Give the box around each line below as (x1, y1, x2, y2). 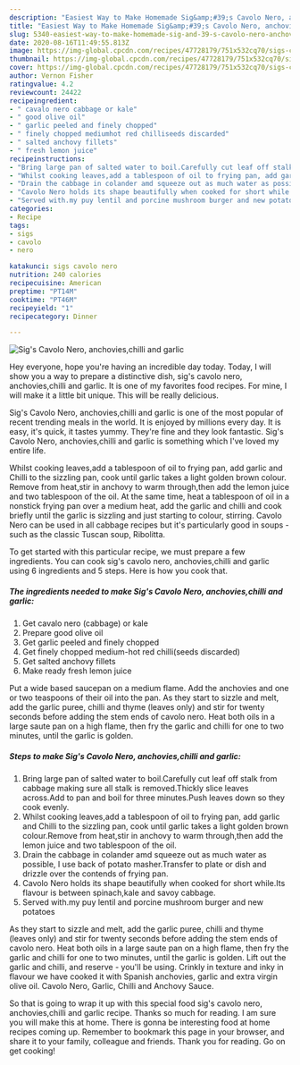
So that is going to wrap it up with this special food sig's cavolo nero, (9, 998, 263, 1009)
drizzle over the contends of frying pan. (21, 868, 169, 879)
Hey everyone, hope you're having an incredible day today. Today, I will (9, 361, 271, 372)
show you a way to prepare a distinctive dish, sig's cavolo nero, (9, 371, 243, 382)
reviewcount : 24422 (9, 88, 82, 97)
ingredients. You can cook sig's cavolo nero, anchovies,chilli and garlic (9, 556, 271, 567)
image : (9, 46, 34, 55)
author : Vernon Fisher (9, 72, 94, 80)
